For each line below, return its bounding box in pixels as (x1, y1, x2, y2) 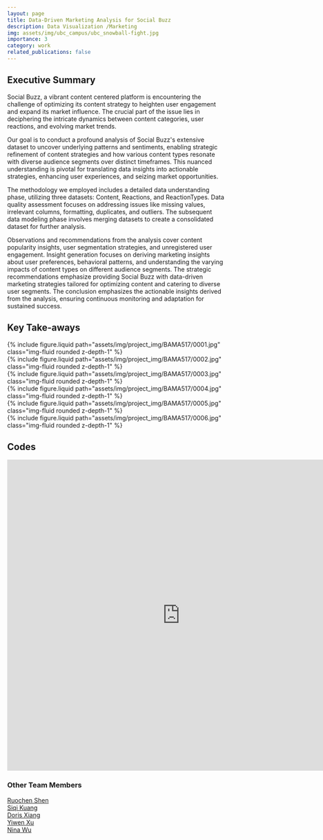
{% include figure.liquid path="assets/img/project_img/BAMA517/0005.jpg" (7, 399, 222, 407)
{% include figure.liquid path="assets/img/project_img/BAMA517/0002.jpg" (7, 355, 222, 363)
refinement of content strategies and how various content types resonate (7, 150, 215, 158)
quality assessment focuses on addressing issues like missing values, (7, 200, 206, 208)
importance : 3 (7, 36, 48, 43)
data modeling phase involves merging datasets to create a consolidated (7, 215, 214, 223)
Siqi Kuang (7, 803, 38, 812)
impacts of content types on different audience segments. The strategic (7, 265, 212, 273)
